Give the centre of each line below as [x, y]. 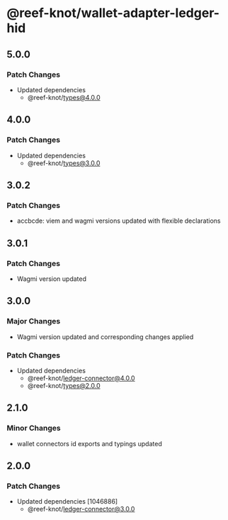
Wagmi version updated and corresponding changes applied [105, 337]
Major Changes [34, 321]
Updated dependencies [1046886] [67, 502]
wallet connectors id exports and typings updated [89, 443]
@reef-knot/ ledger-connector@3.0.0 [81, 509]
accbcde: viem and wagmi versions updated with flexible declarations [119, 221]
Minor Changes [34, 428]
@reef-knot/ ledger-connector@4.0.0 [81, 378]
